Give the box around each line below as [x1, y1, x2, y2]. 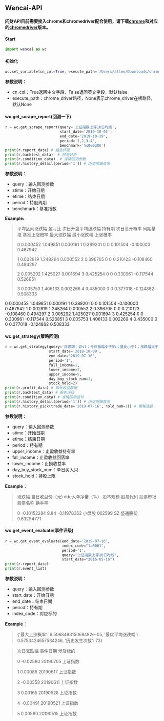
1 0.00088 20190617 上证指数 [17, 669, 77, 674]
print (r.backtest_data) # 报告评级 [5, 390, 75, 395]
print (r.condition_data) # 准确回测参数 [5, 157, 86, 161]
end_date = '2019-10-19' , [59, 134, 108, 139]
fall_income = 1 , [48, 363, 80, 368]
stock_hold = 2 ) [48, 381, 78, 386]
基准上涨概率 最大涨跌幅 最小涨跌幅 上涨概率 [22, 232, 112, 238]
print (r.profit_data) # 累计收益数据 [5, 385, 78, 391]
